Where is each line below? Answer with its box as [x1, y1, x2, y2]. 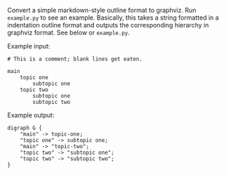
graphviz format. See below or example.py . [7, 28, 130, 37]
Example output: [7, 111, 55, 119]
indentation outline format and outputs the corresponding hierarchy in [7, 21, 209, 29]
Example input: [7, 42, 51, 50]
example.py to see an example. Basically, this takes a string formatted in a [7, 13, 219, 22]
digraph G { [7, 124, 42, 131]
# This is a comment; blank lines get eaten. [7, 56, 142, 63]
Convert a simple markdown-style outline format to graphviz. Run [7, 6, 197, 14]
